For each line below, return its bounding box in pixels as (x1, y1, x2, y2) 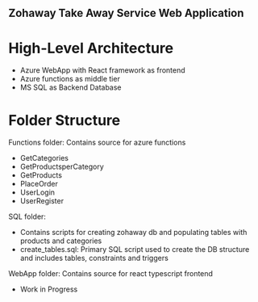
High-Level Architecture (8, 39, 174, 57)
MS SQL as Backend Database (19, 82, 123, 92)
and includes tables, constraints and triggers (19, 254, 169, 263)
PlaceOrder (19, 179, 58, 189)
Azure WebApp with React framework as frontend (19, 65, 185, 75)
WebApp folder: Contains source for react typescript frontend (8, 269, 214, 279)
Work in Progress (19, 284, 78, 294)
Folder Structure (8, 111, 121, 129)
